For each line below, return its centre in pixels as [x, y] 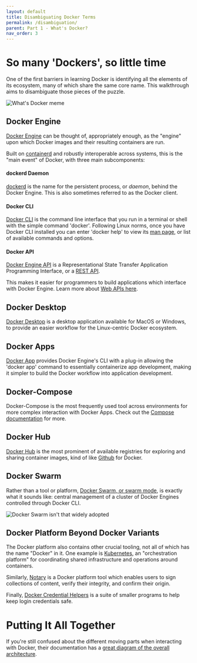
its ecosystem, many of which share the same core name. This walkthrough [98, 86]
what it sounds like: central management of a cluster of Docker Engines [93, 497]
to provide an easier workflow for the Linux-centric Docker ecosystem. [92, 328]
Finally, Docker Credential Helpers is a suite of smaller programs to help [93, 595]
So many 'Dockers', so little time [86, 63]
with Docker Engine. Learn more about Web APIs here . [72, 289]
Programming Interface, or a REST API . [53, 271]
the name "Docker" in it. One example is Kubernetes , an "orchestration [92, 553]
